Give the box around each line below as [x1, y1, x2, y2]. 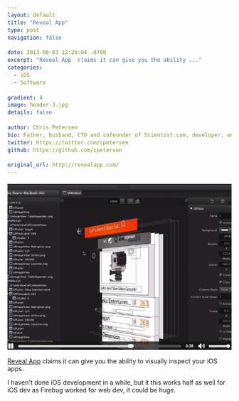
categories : [7, 64, 43, 71]
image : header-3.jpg [7, 102, 69, 109]
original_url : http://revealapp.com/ [7, 161, 119, 169]
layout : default [7, 11, 55, 18]
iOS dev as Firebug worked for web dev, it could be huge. [7, 385, 176, 394]
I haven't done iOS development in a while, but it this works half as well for [7, 378, 225, 387]
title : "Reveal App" [7, 18, 69, 26]
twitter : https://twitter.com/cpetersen [7, 139, 129, 146]
